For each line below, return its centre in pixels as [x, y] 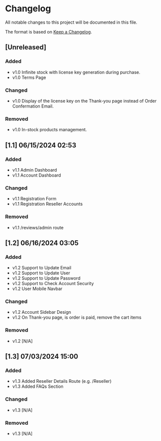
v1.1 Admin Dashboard [35, 170]
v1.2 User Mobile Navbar [37, 289]
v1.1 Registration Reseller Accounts [47, 204]
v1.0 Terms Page [29, 77]
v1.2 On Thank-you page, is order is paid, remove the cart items [77, 317]
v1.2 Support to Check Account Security [53, 284]
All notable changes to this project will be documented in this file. [71, 22]
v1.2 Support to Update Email [42, 268]
